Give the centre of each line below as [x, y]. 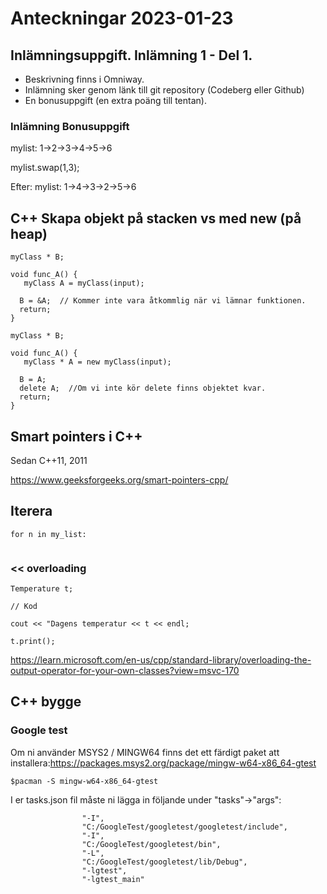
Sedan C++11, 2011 [49, 460]
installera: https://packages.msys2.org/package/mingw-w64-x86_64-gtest [163, 763]
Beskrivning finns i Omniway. [84, 79]
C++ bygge [46, 702]
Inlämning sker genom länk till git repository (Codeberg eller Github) [164, 90]
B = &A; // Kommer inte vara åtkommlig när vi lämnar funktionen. [163, 301]
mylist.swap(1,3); [45, 168]
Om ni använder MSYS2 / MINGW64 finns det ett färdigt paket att [145, 752]
